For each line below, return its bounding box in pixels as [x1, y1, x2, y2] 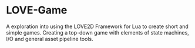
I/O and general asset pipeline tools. [6, 35, 93, 42]
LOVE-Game [6, 4, 68, 17]
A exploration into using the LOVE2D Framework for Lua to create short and [6, 23, 189, 30]
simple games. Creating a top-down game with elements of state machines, [6, 29, 189, 36]
